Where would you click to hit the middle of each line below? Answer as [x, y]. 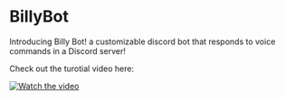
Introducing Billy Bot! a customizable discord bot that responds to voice [142, 41]
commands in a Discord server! [68, 50]
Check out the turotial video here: [71, 68]
